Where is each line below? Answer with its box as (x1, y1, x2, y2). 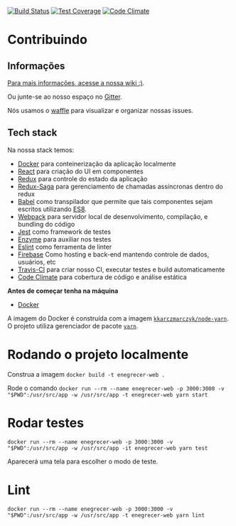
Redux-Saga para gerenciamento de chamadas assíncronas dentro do (17, 182, 224, 190)
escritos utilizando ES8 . (17, 205, 87, 213)
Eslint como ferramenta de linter (17, 242, 112, 251)
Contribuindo (7, 32, 87, 48)
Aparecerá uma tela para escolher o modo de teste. (7, 457, 159, 466)
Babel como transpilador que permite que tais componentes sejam (17, 197, 213, 205)
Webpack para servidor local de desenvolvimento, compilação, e (17, 212, 208, 220)
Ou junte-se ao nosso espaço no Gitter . (7, 92, 122, 101)
